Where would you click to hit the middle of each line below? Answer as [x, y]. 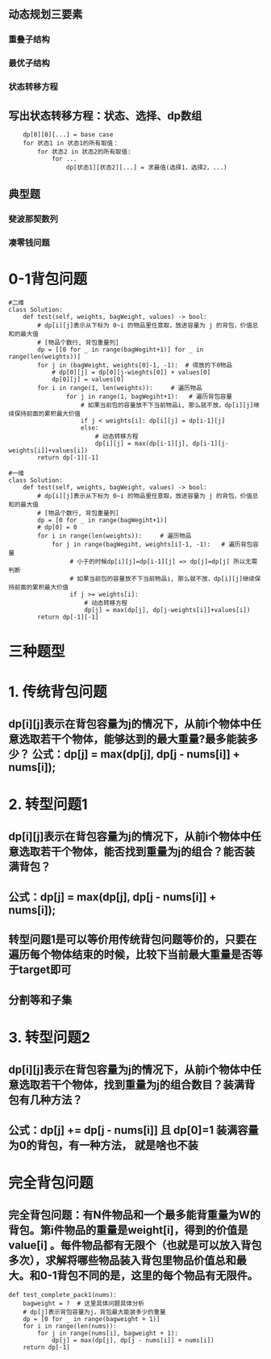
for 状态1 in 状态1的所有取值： [71, 143]
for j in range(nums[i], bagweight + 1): [108, 1333]
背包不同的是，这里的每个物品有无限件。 [158, 1275]
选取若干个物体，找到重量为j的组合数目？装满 [131, 1085]
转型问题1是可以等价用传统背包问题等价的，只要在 [133, 940]
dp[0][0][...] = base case [68, 134]
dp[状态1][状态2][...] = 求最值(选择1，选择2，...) [146, 167]
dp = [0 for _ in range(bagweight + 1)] [92, 1319]
